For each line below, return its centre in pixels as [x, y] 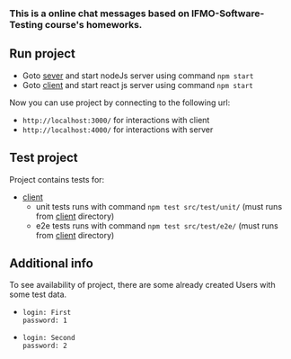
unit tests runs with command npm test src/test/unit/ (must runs [159, 206]
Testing [26, 24]
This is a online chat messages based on [100, 13]
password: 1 [44, 321]
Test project [44, 158]
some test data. [38, 294]
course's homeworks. [93, 24]
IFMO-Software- [228, 13]
